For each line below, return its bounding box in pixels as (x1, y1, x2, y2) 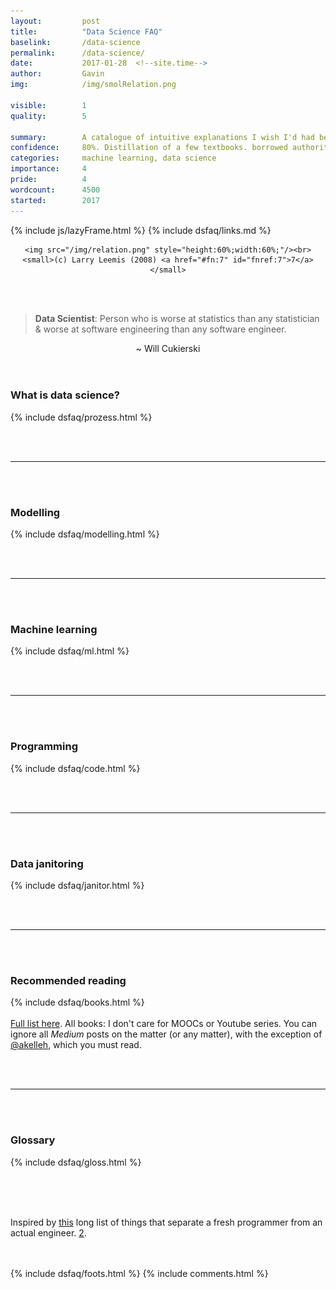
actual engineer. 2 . (10, 1226, 87, 1239)
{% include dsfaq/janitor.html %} (10, 879, 145, 891)
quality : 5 (10, 111, 87, 121)
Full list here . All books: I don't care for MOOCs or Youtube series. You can (10, 1018, 318, 1030)
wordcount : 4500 (10, 185, 101, 195)
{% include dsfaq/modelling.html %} (10, 528, 160, 540)
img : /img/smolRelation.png (10, 80, 177, 90)
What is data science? (10, 388, 120, 402)
